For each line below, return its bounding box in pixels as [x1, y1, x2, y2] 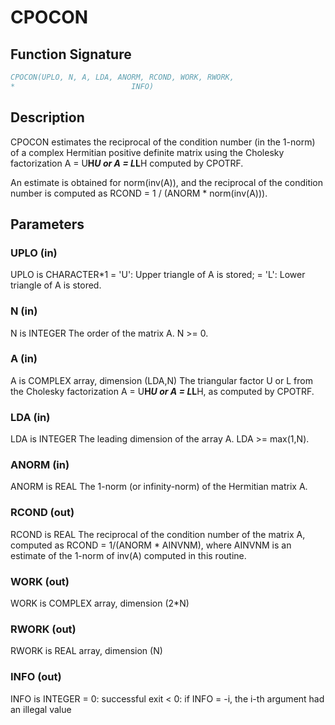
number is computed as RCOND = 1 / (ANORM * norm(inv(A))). [10, 187, 268, 199]
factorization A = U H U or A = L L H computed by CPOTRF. [10, 157, 244, 169]
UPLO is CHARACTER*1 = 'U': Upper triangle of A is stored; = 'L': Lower [10, 269, 306, 281]
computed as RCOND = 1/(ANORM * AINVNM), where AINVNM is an [10, 539, 292, 551]
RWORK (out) [10, 622, 77, 636]
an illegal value [10, 703, 72, 715]
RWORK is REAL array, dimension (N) [10, 645, 163, 657]
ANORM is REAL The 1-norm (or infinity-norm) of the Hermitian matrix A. [10, 481, 308, 493]
